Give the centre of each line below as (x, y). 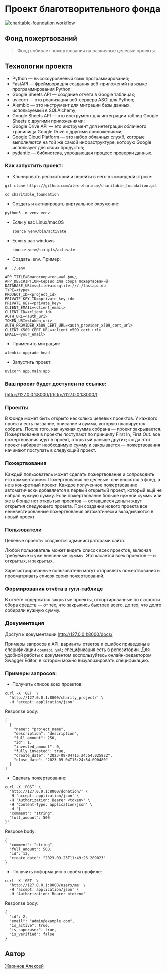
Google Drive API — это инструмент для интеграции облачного (79, 126)
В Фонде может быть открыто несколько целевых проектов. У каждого (81, 418)
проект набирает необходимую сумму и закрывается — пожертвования (83, 445)
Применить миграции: (36, 343)
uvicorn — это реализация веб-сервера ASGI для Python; (73, 99)
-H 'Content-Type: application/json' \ (51, 804)
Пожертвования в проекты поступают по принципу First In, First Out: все (83, 434)
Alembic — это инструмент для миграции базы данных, (72, 105)
